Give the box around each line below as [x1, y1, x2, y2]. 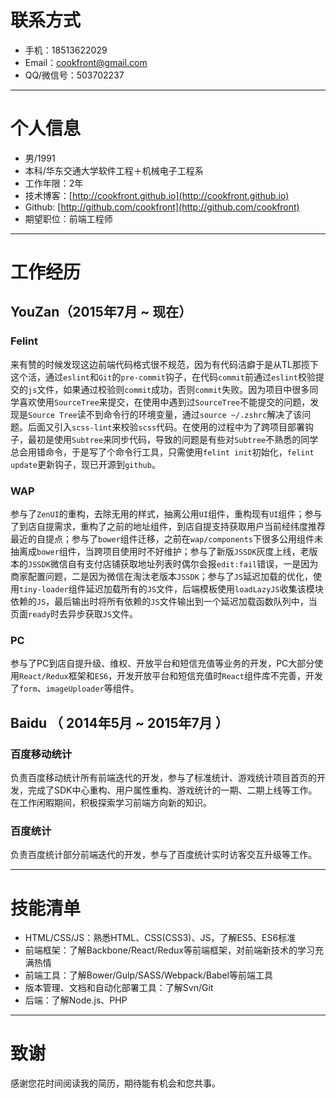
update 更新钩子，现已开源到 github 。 [10, 458, 161, 470]
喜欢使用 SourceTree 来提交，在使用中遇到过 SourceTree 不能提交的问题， [18, 396, 311, 408]
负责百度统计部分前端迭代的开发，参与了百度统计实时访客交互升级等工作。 [10, 849, 317, 861]
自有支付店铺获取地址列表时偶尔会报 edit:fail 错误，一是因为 [67, 558, 319, 570]
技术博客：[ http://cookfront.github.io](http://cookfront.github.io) [24, 189, 290, 201]
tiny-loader [19, 585, 69, 595]
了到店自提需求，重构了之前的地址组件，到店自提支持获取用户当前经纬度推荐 [10, 521, 326, 533]
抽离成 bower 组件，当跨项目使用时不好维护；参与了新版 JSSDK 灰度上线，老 [10, 546, 310, 558]
